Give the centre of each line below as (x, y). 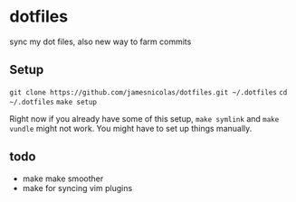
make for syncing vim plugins (77, 188)
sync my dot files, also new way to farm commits (100, 41)
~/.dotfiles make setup (53, 102)
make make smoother (63, 179)
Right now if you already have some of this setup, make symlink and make (144, 118)
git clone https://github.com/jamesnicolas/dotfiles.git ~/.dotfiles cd (148, 92)
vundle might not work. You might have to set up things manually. (131, 128)
